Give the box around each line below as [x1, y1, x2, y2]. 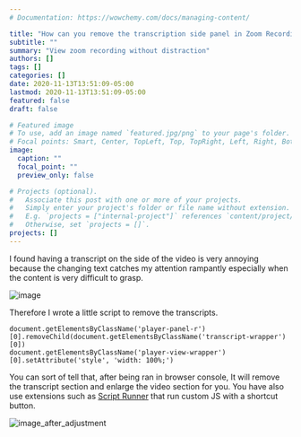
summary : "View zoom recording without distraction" [9, 46, 211, 55]
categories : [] [9, 71, 66, 81]
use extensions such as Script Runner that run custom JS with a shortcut [9, 390, 279, 401]
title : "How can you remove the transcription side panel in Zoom [9, 29, 262, 39]
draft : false [9, 104, 58, 113]
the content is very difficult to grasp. [9, 272, 143, 283]
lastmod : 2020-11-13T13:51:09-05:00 [9, 87, 146, 97]
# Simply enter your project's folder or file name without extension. [9, 204, 291, 213]
